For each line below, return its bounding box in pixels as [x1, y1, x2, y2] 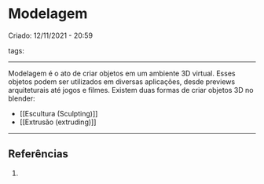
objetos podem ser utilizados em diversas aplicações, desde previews [8, 76, 236, 86]
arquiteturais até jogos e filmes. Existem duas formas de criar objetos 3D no [8, 85, 254, 94]
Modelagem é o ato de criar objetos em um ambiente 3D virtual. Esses [8, 68, 236, 78]
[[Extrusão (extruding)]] [19, 117, 97, 127]
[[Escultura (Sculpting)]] [19, 109, 98, 118]
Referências [8, 147, 69, 161]
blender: [8, 94, 35, 103]
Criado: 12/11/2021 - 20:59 [8, 31, 93, 40]
